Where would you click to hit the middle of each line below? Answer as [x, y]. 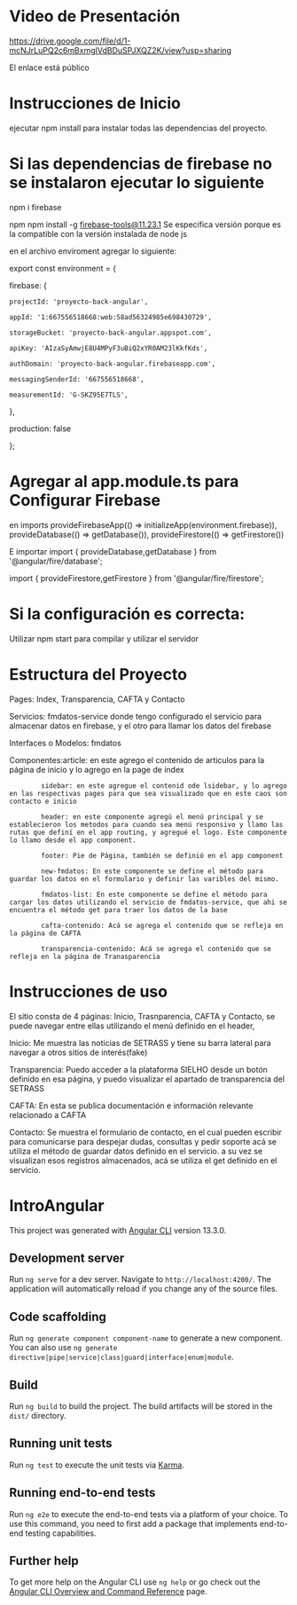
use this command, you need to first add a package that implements [133, 1523]
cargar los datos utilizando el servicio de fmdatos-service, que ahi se [148, 902]
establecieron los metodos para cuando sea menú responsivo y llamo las [146, 824]
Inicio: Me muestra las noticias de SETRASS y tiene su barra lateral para [141, 1042]
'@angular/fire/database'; [56, 561]
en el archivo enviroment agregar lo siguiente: [93, 251]
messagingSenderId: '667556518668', [77, 379]
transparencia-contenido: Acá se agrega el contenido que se [156, 948]
